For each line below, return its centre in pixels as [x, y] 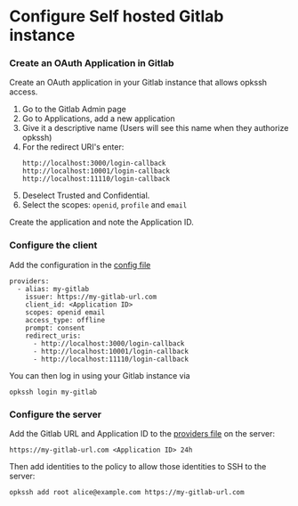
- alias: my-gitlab [53, 289]
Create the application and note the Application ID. [101, 222]
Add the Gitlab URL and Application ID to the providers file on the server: [142, 434]
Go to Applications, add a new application [98, 118]
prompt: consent [56, 328]
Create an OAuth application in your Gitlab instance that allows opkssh [138, 83]
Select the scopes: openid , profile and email [105, 205]
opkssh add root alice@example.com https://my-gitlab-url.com [127, 493]
